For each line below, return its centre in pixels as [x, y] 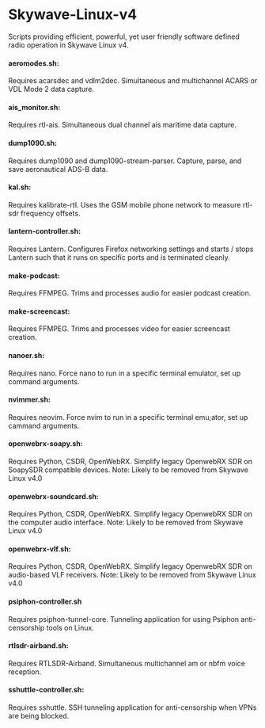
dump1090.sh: [33, 143]
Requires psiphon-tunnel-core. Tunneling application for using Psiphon [124, 619]
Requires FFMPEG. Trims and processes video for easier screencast [119, 329]
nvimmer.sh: [30, 400]
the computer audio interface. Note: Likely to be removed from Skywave [126, 522]
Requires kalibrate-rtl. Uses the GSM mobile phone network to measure [125, 204]
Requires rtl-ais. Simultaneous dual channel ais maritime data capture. [123, 125]
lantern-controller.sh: [45, 231]
